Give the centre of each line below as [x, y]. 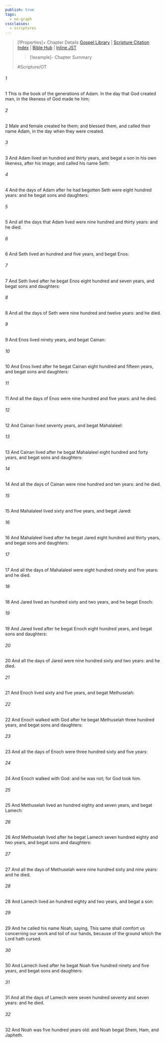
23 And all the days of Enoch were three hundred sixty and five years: [76, 752]
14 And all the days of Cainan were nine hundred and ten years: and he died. [83, 484]
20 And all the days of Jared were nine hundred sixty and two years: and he [83, 661]
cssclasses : [17, 24]
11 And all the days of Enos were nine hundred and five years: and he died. [81, 399]
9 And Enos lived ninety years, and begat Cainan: [55, 340]
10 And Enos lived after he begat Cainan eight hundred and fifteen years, [79, 366]
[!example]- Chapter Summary [61, 57]
